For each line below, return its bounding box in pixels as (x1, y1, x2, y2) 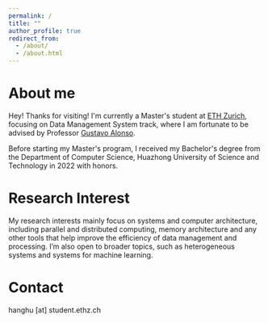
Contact (8, 279, 64, 297)
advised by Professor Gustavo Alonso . (8, 128, 136, 137)
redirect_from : (8, 34, 60, 43)
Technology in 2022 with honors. (8, 161, 119, 170)
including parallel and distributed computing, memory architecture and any (8, 224, 257, 234)
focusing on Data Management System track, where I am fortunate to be (8, 119, 249, 129)
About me (8, 84, 76, 103)
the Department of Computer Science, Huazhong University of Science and (8, 152, 260, 161)
